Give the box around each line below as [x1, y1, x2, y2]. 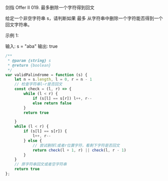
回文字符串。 [5, 22, 32, 27]
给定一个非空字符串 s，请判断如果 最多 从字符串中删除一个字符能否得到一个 [5, 15, 163, 21]
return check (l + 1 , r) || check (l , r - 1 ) [32, 147, 126, 153]
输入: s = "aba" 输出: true [5, 43, 58, 49]
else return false [32, 101, 72, 106]
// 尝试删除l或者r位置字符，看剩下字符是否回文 [32, 143, 120, 148]
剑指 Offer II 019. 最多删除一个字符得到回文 [5, 5, 95, 10]
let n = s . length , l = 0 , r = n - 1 [14, 77, 93, 82]
